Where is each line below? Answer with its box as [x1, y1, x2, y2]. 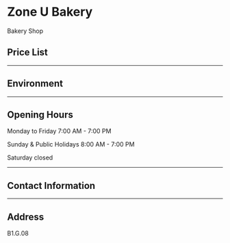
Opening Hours [7, 109, 73, 120]
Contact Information [7, 179, 96, 192]
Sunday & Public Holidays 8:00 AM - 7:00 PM [7, 140, 135, 149]
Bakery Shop [7, 27, 44, 35]
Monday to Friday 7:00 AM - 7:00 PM [7, 127, 112, 136]
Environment [7, 78, 64, 90]
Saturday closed [7, 153, 53, 162]
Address [7, 211, 44, 222]
